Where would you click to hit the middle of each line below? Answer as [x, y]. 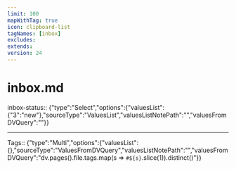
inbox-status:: [27, 107]
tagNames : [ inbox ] [34, 33]
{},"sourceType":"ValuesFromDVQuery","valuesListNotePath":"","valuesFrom [118, 150]
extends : [20, 46]
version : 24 [25, 54]
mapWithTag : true [33, 20]
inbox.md [36, 88]
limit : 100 [23, 14]
